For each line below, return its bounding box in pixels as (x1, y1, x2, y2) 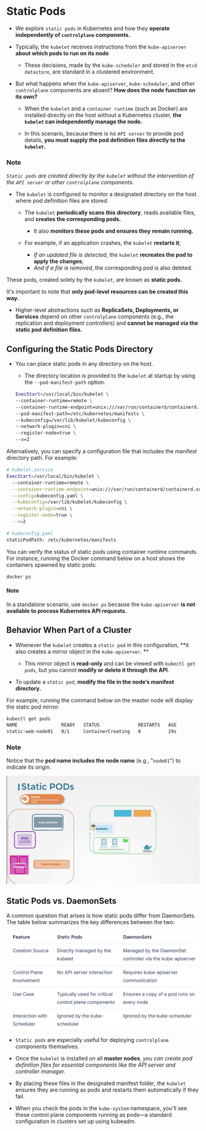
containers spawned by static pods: (6, 561, 97, 569)
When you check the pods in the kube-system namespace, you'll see (15, 1105, 188, 1112)
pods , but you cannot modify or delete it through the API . (24, 666, 170, 674)
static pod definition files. (15, 326, 83, 333)
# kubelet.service (6, 467, 53, 473)
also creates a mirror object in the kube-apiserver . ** (15, 648, 149, 655)
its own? (15, 93, 38, 100)
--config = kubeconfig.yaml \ (12, 492, 84, 499)
